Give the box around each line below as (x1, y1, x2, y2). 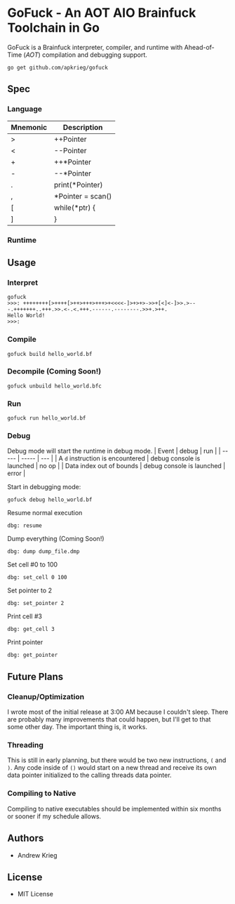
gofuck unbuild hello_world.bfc (7, 383, 102, 390)
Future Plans (7, 670, 64, 682)
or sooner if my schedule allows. (7, 812, 102, 820)
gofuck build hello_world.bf (7, 350, 93, 357)
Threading (7, 740, 44, 750)
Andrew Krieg (17, 851, 58, 859)
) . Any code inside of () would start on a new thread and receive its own (7, 764, 217, 772)
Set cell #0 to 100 (7, 560, 58, 569)
